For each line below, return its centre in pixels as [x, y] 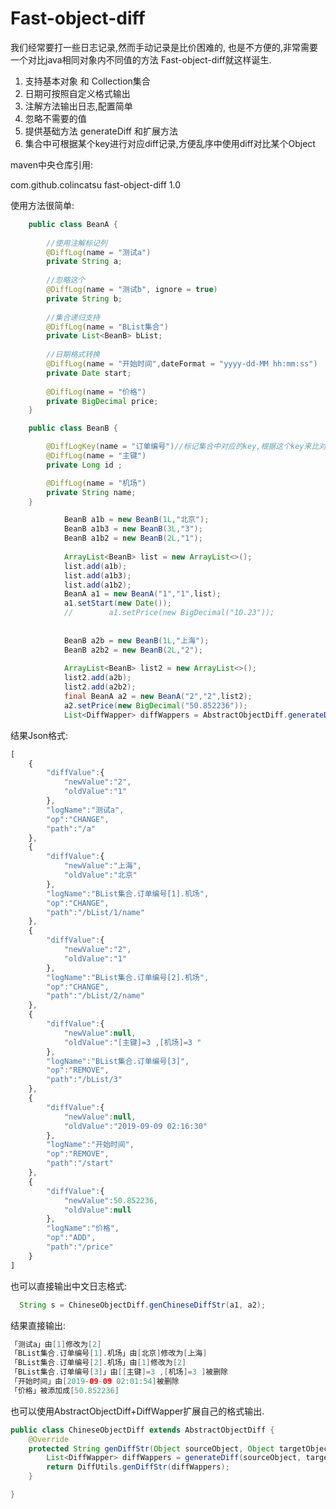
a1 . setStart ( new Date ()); [117, 603]
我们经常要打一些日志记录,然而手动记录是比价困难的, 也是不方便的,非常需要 [164, 47]
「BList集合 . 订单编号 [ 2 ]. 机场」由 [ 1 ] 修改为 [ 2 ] [98, 1363]
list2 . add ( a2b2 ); [100, 687]
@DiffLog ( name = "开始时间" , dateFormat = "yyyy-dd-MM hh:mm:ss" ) [182, 364]
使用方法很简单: [42, 205]
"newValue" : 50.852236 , [111, 1200]
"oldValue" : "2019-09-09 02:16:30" [135, 1126]
